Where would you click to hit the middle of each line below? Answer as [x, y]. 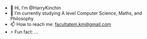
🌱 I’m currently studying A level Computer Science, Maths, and [76, 13]
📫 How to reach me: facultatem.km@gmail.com [60, 24]
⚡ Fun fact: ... [24, 32]
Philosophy [22, 18]
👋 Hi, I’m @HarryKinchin [35, 8]
